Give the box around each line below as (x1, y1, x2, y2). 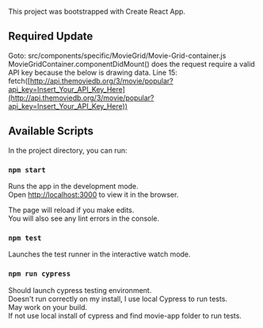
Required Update (8, 29, 93, 43)
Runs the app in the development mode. (8, 181, 139, 191)
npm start (8, 165, 46, 174)
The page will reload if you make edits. (8, 205, 135, 214)
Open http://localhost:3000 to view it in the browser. (8, 190, 179, 199)
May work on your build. (8, 302, 88, 312)
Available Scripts (8, 125, 93, 138)
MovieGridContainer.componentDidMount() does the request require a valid (8, 59, 255, 68)
